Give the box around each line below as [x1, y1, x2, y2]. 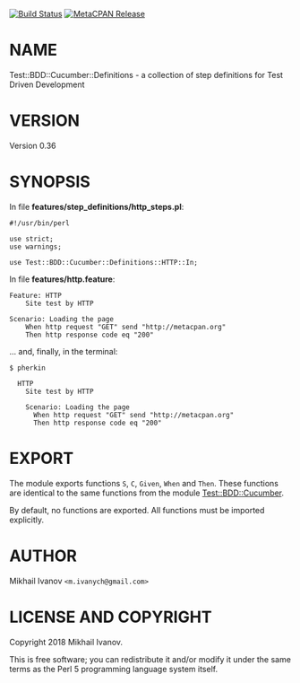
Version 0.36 [9, 140, 56, 151]
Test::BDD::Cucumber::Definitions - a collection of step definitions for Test [9, 69, 284, 80]
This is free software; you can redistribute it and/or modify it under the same [9, 653, 291, 664]
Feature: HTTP [9, 291, 63, 300]
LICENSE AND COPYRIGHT [9, 607, 212, 627]
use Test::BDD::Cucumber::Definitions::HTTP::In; [9, 258, 199, 267]
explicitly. [9, 514, 45, 525]
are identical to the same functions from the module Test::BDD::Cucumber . [9, 487, 285, 498]
